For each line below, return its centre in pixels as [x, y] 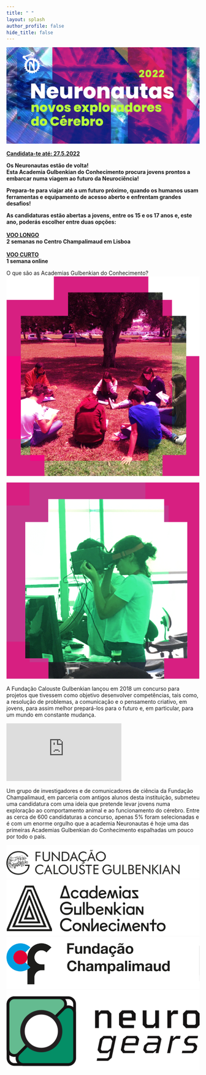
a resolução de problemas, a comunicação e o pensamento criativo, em [97, 701]
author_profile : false [35, 26]
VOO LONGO [23, 235]
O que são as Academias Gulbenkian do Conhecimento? [78, 273]
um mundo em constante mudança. [51, 715]
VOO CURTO [23, 254]
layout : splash [26, 19]
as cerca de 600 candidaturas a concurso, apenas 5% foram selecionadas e [103, 817]
